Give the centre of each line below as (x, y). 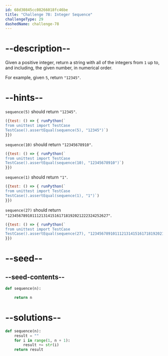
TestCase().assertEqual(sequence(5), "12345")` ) (57, 130)
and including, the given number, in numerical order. (59, 68)
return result (29, 350)
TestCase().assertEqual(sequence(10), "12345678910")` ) (64, 163)
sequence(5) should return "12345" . (41, 112)
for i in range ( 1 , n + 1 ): (42, 340)
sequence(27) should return (33, 210)
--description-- (38, 49)
